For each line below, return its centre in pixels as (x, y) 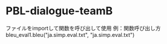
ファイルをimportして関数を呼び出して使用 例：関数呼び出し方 (83, 28)
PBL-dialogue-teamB (59, 11)
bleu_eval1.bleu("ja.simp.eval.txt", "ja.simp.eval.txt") (70, 34)
